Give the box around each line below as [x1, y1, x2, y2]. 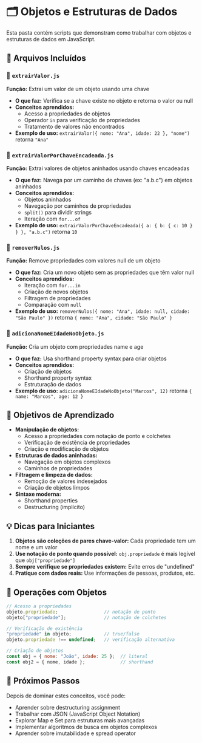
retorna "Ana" [15, 135, 49, 143]
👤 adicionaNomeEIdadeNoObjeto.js [6, 329, 104, 338]
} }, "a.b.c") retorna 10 [15, 228, 78, 235]
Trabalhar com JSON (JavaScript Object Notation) [15, 710, 141, 717]
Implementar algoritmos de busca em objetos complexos [15, 723, 158, 730]
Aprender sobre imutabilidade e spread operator [15, 730, 136, 737]
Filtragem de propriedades [24, 295, 91, 302]
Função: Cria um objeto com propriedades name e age [6, 343, 144, 350]
